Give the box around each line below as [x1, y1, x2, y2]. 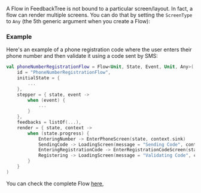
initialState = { [17, 75, 60, 81]
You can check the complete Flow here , [6, 180, 104, 187]
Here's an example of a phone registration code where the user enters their [6, 46, 193, 53]
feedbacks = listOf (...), [17, 119, 82, 126]
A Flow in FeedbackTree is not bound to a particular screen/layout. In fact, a [6, 5, 193, 12]
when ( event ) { [28, 97, 66, 103]
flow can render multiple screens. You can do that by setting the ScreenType [6, 11, 193, 18]
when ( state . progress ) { [28, 130, 90, 136]
